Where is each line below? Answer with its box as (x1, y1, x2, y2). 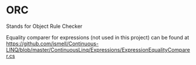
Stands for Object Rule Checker (6, 23, 83, 30)
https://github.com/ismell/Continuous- (6, 40, 99, 47)
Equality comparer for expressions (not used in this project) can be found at (6, 34, 190, 41)
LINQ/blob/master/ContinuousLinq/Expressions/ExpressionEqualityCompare (6, 46, 191, 53)
